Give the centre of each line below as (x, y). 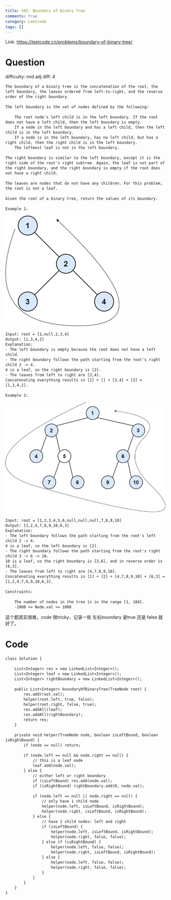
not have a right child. (32, 173)
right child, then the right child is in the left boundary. (72, 143)
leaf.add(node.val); (54, 766)
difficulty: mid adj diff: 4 (30, 77)
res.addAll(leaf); (43, 710)
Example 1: (17, 209)
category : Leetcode (26, 21)
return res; (36, 720)
